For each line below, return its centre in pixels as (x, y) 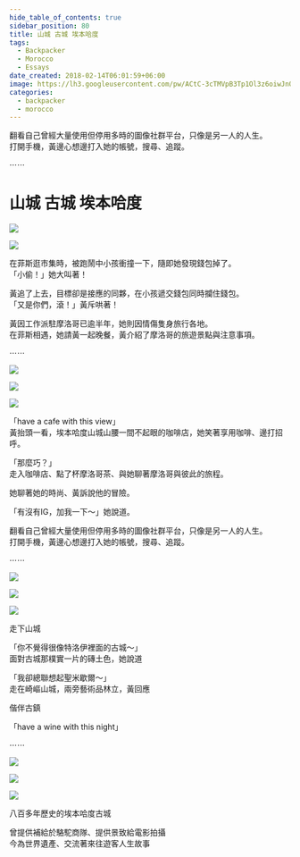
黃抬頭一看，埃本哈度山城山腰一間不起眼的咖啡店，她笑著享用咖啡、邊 (138, 433)
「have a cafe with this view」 (65, 422)
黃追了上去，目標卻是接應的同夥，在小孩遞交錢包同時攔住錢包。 (126, 294)
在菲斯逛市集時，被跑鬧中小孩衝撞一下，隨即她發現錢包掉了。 (123, 264)
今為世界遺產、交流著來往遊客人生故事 (79, 844)
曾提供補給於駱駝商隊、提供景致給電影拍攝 (87, 833)
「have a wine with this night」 (66, 727)
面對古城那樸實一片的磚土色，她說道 (76, 659)
